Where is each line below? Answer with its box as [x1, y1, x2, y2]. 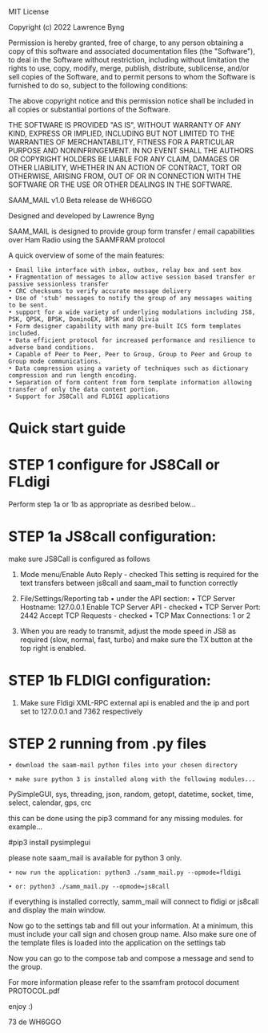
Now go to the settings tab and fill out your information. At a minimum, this [8, 921, 254, 930]
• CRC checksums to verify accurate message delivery [8, 287, 192, 295]
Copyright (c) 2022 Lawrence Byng [8, 22, 125, 31]
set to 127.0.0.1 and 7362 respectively [19, 706, 143, 716]
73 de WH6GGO [8, 1017, 62, 1027]
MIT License [8, 7, 50, 16]
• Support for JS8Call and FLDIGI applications [8, 392, 170, 401]
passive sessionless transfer [8, 280, 110, 288]
